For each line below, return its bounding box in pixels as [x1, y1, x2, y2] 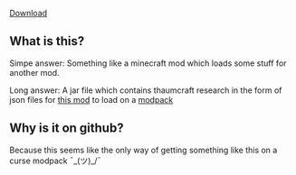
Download [9, 8, 48, 18]
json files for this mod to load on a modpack [9, 94, 174, 105]
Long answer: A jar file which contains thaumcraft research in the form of [9, 85, 282, 96]
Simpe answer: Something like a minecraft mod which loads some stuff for [9, 58, 287, 69]
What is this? [9, 33, 85, 49]
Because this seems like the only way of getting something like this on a [9, 144, 278, 155]
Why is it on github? [9, 121, 124, 136]
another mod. [9, 67, 61, 78]
